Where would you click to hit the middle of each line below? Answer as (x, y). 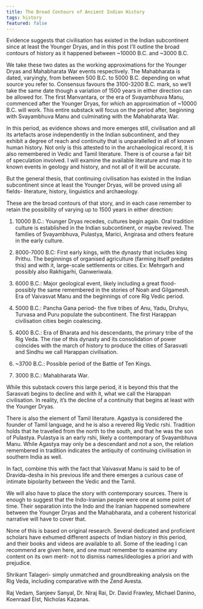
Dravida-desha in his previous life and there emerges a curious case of (95, 475)
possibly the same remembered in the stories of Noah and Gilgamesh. (102, 290)
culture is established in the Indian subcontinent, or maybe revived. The (104, 228)
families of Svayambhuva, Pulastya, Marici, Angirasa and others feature (104, 235)
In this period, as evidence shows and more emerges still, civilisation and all (101, 128)
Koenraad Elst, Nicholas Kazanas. (48, 599)
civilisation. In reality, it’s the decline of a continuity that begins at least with (100, 400)
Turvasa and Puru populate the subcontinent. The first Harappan (96, 314)
